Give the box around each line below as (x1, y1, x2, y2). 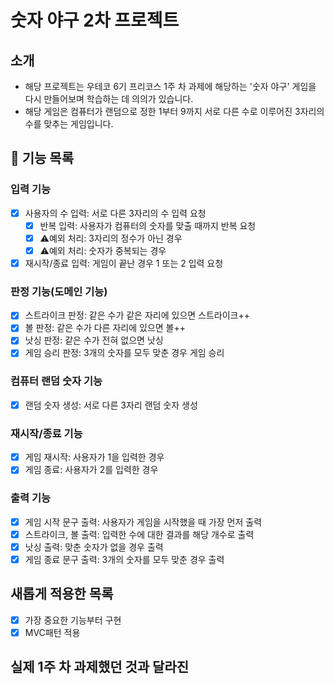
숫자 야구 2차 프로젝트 (10, 9, 180, 32)
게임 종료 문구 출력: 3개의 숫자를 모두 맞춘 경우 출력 (24, 553, 225, 565)
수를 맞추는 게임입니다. (24, 118, 114, 130)
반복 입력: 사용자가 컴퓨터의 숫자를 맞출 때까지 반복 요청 (39, 219, 257, 231)
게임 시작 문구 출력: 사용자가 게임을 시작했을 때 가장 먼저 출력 (24, 516, 263, 528)
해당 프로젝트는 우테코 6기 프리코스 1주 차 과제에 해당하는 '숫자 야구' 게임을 (24, 81, 317, 92)
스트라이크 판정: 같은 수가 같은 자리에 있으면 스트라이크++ (24, 309, 251, 321)
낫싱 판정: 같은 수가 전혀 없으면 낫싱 (24, 334, 164, 346)
